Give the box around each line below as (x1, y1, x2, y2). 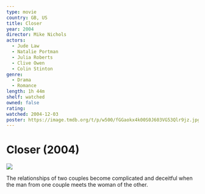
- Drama (12, 77, 32, 83)
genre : (6, 71, 23, 77)
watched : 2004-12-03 (6, 111, 59, 117)
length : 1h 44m (6, 88, 45, 95)
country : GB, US (6, 15, 48, 21)
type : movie (6, 9, 37, 15)
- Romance (12, 83, 37, 89)
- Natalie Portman (12, 49, 59, 55)
